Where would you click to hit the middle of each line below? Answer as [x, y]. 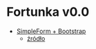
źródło [36, 38]
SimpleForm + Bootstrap [51, 31]
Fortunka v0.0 [48, 12]
